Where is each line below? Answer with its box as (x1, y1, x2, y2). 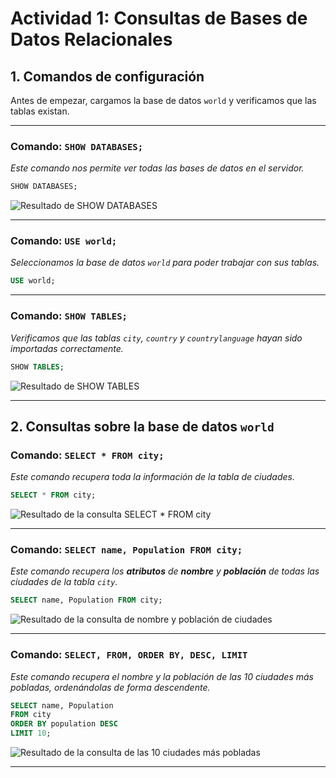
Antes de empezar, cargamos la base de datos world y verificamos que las (10, 95, 317, 106)
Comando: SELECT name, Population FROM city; (10, 543, 243, 556)
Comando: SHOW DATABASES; (10, 139, 144, 153)
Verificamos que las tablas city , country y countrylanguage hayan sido (10, 332, 303, 344)
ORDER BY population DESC (10, 719, 118, 729)
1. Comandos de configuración (10, 68, 205, 85)
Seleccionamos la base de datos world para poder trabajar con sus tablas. (10, 257, 320, 269)
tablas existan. (10, 105, 70, 117)
